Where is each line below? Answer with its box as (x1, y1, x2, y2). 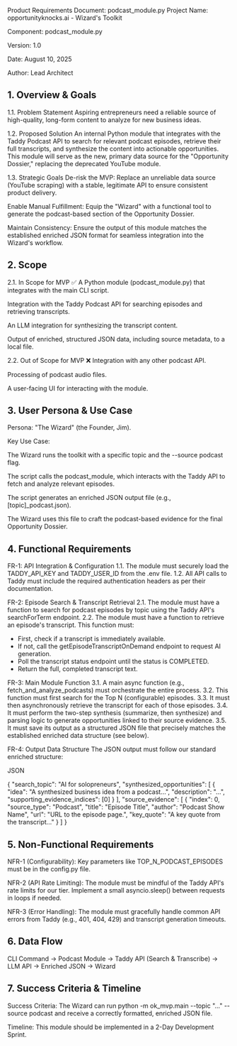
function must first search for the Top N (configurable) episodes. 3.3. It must (7, 694, 230, 702)
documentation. (7, 584, 54, 593)
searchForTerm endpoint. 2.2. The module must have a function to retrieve (7, 614, 225, 622)
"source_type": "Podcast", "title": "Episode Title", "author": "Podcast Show (7, 802, 225, 812)
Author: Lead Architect (7, 69, 74, 77)
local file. (7, 342, 34, 351)
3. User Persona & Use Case (7, 405, 133, 417)
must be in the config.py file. (7, 865, 91, 873)
